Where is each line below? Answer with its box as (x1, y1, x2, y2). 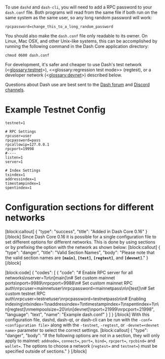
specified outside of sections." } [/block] (5, 348, 87, 354)
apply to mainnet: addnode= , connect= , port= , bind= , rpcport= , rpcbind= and (5, 338, 156, 344)
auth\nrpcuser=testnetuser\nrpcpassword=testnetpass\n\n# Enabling (5, 296, 146, 302)
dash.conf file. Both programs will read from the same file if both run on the (5, 9, 158, 15)
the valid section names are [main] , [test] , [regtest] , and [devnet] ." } (5, 254, 149, 261)
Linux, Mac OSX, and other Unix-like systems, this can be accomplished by (5, 38, 158, 44)
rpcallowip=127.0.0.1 (5, 142, 50, 147)
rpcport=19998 (5, 146, 34, 151)
